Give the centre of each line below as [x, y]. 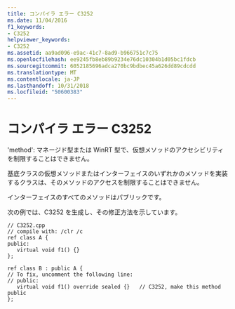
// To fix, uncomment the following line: [70, 275]
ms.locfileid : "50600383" [45, 92]
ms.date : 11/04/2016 [38, 20]
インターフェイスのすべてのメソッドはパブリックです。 [86, 197]
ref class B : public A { [45, 269]
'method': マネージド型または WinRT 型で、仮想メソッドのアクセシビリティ [116, 150]
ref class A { [28, 238]
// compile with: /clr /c [45, 232]
